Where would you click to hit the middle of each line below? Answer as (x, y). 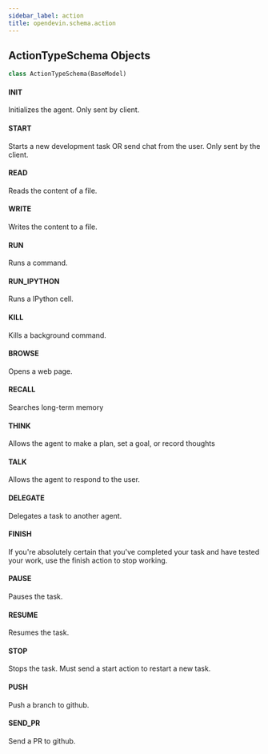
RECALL (22, 390)
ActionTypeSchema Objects (79, 56)
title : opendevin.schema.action (62, 23)
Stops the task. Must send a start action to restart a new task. (110, 668)
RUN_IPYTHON (34, 281)
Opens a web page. (41, 371)
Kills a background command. (57, 335)
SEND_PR (24, 723)
